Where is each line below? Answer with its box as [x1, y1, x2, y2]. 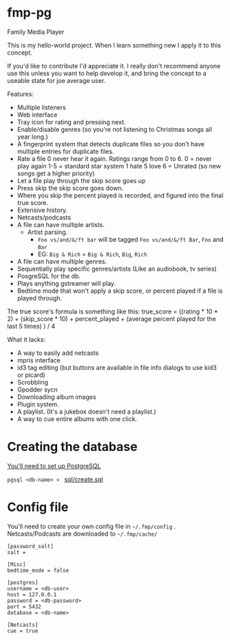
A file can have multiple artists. [17, 220, 105, 229]
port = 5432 [7, 603, 41, 610]
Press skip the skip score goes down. [17, 184, 124, 192]
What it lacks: [7, 335, 46, 343]
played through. [17, 293, 63, 302]
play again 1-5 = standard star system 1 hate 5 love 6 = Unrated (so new [17, 162, 222, 170]
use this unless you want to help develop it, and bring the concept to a [7, 69, 207, 77]
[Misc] [7, 561, 26, 568]
